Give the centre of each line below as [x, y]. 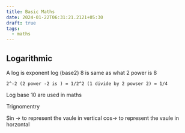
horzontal [18, 124]
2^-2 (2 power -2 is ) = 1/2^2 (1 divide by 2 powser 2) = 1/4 [87, 84]
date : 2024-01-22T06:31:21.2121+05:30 [55, 17]
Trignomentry [23, 106]
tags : [13, 28]
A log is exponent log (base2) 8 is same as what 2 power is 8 [82, 72]
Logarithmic [29, 58]
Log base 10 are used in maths [44, 95]
